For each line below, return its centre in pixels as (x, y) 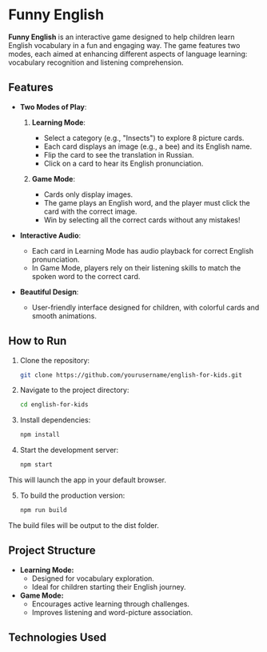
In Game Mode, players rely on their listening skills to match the (136, 268)
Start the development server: (69, 450)
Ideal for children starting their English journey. (109, 586)
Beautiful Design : (49, 292)
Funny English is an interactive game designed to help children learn (122, 37)
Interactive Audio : (50, 235)
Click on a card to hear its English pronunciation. (124, 163)
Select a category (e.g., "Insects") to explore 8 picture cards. (144, 138)
